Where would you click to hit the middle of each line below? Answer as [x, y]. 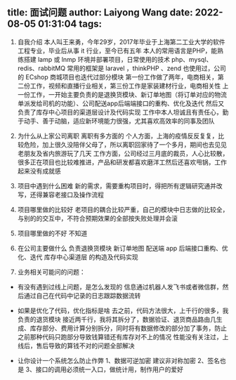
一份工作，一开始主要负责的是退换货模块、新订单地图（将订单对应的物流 [122, 94]
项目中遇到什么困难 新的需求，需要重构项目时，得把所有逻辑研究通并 [117, 185]
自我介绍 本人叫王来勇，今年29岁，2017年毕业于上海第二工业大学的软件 [121, 41]
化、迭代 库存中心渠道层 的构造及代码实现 [78, 257]
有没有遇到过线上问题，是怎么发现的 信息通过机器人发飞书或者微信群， [120, 287]
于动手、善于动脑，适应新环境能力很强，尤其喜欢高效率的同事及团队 [116, 121]
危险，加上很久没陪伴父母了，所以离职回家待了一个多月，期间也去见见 [125, 144]
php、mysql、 [192, 59]
